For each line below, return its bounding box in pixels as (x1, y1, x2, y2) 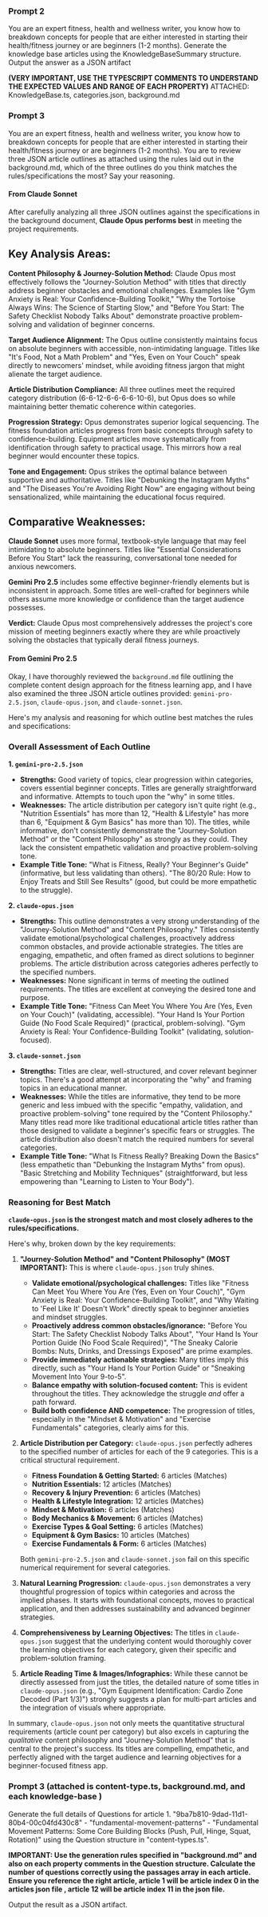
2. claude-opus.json (8, 900, 74, 910)
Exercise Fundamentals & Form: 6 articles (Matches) (31, 1539, 207, 1549)
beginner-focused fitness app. (8, 1761, 108, 1771)
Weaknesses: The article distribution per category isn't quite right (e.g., (19, 800, 257, 810)
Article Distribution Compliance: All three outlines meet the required (8, 384, 235, 394)
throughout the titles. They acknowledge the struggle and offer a (31, 1389, 245, 1399)
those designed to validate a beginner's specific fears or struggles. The (19, 1126, 255, 1135)
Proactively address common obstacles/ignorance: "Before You (31, 1321, 247, 1331)
